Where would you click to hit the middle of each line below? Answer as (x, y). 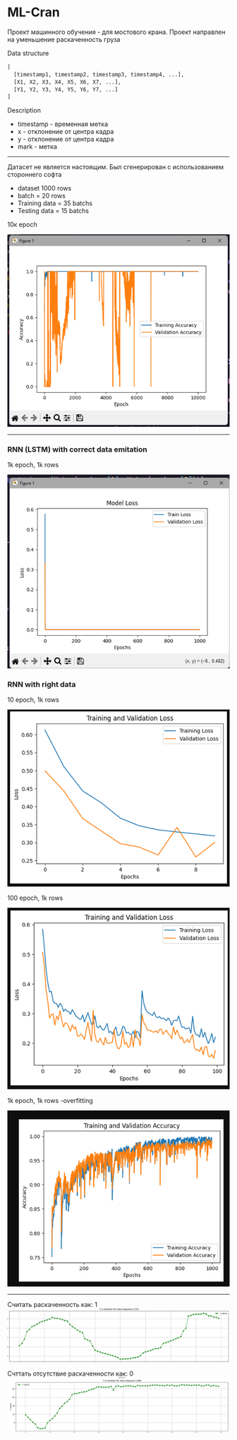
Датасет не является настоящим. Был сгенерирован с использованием (116, 167)
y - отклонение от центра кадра (66, 139)
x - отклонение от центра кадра (66, 132)
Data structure (28, 53)
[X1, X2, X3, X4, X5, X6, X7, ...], (67, 82)
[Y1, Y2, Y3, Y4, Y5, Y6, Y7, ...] (66, 89)
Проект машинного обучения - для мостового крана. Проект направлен (116, 32)
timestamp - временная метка (62, 124)
